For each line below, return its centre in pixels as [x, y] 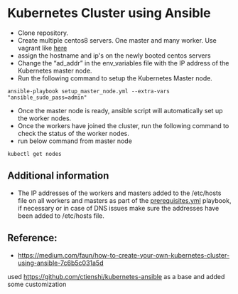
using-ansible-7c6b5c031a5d [60, 263]
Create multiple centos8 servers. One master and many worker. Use [117, 40]
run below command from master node [75, 141]
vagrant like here [42, 48]
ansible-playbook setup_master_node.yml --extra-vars [89, 91]
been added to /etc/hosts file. [61, 216]
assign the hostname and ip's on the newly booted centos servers [114, 56]
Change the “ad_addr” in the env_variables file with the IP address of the [123, 63]
